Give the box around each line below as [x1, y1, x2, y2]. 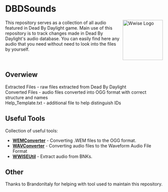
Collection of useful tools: [5, 127, 58, 133]
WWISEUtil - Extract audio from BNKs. [12, 153, 92, 159]
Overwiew [5, 71, 38, 79]
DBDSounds [5, 3, 56, 15]
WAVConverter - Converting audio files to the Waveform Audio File [12, 142, 151, 148]
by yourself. [5, 46, 30, 52]
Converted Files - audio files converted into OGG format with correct [5, 89, 146, 95]
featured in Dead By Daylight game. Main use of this [5, 25, 112, 31]
